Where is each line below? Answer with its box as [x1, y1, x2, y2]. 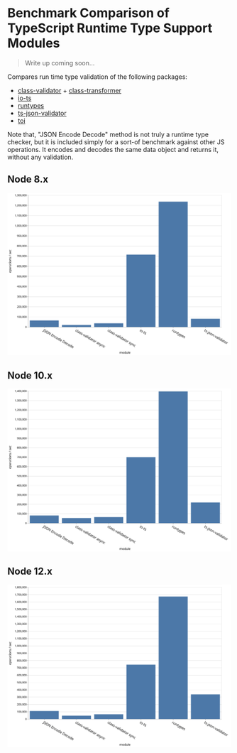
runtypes [17, 101, 45, 109]
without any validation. [7, 153, 74, 161]
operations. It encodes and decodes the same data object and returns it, [7, 145, 219, 153]
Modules [7, 36, 60, 51]
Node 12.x [7, 565, 53, 578]
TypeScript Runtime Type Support [7, 20, 213, 36]
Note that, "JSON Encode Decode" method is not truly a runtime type [7, 130, 209, 139]
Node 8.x [7, 173, 49, 185]
